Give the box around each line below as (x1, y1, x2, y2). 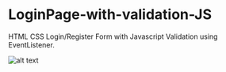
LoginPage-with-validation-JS (8, 6, 213, 24)
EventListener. (8, 40, 56, 49)
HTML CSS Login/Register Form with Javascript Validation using (8, 32, 218, 41)
